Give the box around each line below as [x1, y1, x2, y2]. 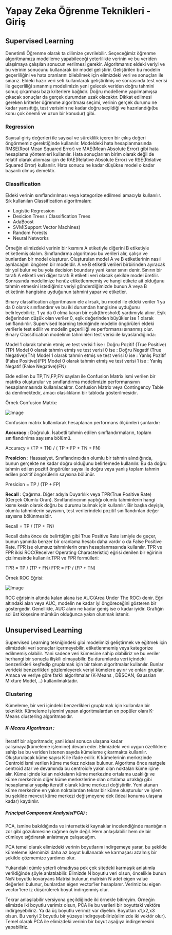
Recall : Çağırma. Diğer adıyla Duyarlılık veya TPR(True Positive [5, 491, 140, 497]
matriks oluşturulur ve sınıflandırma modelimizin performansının [5, 379, 140, 385]
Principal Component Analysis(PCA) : [5, 810, 88, 816]
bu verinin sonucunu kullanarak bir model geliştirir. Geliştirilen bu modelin [5, 67, 161, 73]
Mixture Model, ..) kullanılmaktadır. [5, 678, 79, 684]
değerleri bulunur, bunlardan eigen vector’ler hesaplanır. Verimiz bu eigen [5, 881, 161, 887]
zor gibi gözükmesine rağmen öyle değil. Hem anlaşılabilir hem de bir [5, 828, 151, 834]
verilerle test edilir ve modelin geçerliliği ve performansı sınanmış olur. [5, 326, 154, 332]
